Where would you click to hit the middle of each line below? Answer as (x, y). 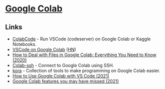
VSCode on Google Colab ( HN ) (44, 49)
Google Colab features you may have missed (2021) (66, 81)
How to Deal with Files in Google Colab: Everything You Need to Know (84, 55)
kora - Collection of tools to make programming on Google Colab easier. (86, 71)
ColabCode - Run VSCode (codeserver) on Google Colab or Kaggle (82, 39)
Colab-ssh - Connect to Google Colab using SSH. (63, 65)
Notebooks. (24, 44)
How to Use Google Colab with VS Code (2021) (61, 76)
